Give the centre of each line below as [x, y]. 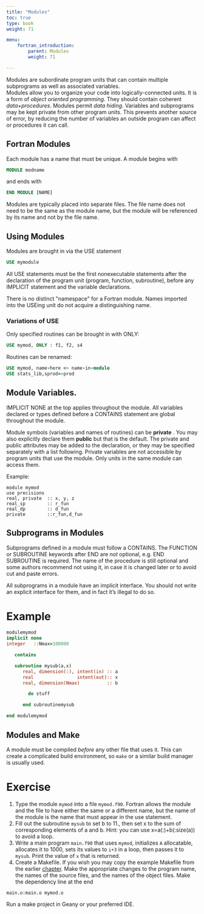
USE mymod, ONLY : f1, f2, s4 [45, 345]
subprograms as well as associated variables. [63, 86]
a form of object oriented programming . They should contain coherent [94, 99]
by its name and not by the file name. [53, 218]
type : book [20, 23]
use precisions [25, 493]
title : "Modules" [28, 12]
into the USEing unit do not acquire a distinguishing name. [79, 305]
